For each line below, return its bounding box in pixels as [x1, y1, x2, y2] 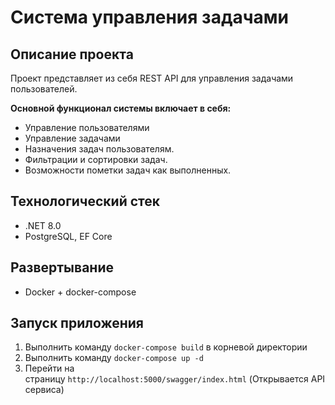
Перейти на [24, 362, 75, 375]
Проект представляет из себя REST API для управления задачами [10, 72, 294, 84]
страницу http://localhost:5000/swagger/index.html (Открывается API [24, 373, 326, 385]
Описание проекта [10, 46, 134, 63]
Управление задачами [24, 132, 121, 144]
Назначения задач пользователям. [24, 143, 175, 155]
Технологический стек [10, 193, 161, 210]
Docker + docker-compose [24, 286, 137, 298]
